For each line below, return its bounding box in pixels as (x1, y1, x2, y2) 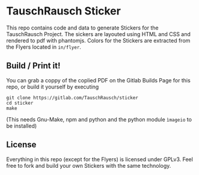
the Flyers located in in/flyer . (6, 43, 81, 51)
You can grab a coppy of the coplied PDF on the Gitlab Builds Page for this (6, 76, 191, 84)
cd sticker (6, 100, 34, 106)
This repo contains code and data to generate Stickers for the (6, 24, 159, 31)
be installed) (6, 122, 37, 129)
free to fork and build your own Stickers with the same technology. (6, 162, 171, 169)
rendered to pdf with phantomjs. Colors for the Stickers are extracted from (6, 37, 191, 44)
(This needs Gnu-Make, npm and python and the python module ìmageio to (6, 115, 192, 123)
